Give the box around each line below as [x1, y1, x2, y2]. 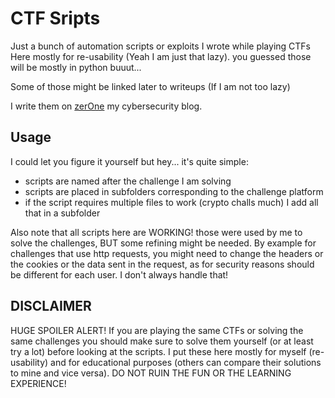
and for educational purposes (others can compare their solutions [50, 356, 322, 368]
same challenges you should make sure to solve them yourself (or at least [10, 335, 314, 347]
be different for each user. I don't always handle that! [10, 268, 229, 281]
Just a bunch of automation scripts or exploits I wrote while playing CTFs [10, 40, 311, 52]
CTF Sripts [10, 7, 101, 30]
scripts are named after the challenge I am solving [24, 175, 232, 187]
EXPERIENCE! [10, 377, 67, 389]
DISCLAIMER [10, 298, 92, 315]
